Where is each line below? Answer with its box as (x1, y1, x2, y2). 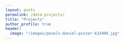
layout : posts (5, 7, 36, 13)
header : (5, 26, 22, 31)
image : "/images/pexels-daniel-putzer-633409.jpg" (10, 31, 120, 36)
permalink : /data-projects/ (5, 12, 65, 17)
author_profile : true (5, 21, 52, 27)
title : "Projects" (5, 17, 44, 22)
